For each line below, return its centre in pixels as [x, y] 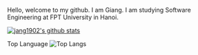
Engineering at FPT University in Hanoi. [63, 17]
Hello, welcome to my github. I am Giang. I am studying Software [99, 10]
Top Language [28, 44]
